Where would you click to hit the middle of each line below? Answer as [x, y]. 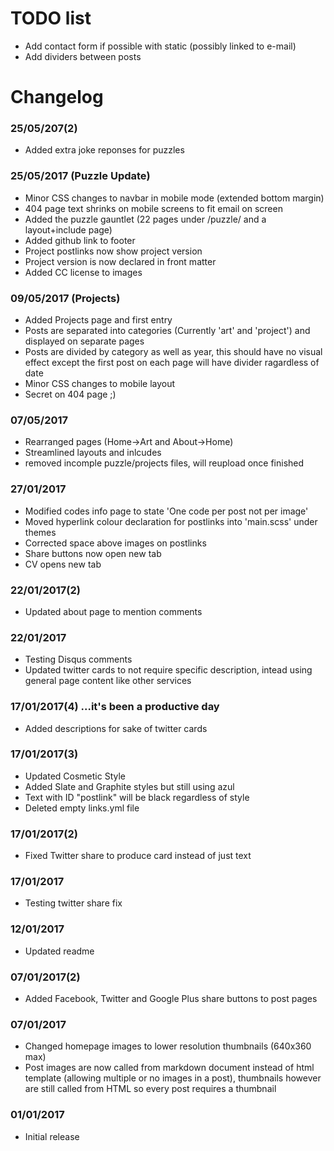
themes [40, 532]
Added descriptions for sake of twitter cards [116, 728]
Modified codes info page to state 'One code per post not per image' [166, 511]
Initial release [52, 1136]
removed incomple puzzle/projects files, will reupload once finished [164, 463]
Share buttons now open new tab [93, 553]
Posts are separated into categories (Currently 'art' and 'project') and [167, 331]
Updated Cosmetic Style [75, 776]
